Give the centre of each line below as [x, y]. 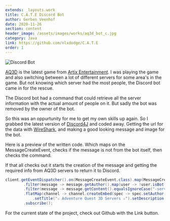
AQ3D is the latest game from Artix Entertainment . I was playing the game [82, 72]
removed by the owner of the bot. [40, 108]
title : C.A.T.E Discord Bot [35, 15]
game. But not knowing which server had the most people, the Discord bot [83, 83]
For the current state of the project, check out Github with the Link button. [82, 213]
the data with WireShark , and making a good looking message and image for [85, 129]
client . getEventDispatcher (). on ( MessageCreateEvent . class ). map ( [74, 180]
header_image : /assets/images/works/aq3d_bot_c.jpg [61, 33]
